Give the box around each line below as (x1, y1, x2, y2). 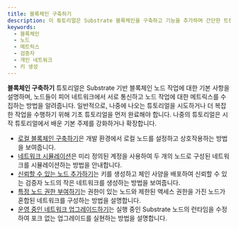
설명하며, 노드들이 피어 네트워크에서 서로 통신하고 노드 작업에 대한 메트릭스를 (7, 92, 220, 101)
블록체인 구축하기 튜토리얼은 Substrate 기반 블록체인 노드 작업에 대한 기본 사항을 (7, 83, 230, 92)
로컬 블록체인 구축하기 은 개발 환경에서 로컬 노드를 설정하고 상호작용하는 (17, 134, 215, 143)
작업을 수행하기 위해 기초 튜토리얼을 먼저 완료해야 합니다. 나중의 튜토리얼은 (14, 110, 221, 118)
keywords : (7, 23, 37, 30)
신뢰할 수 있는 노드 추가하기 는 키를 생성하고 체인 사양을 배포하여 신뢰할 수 (17, 169, 220, 178)
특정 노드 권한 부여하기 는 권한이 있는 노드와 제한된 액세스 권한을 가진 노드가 (17, 187, 226, 196)
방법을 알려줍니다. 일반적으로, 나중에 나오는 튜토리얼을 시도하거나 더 (25, 101, 214, 110)
